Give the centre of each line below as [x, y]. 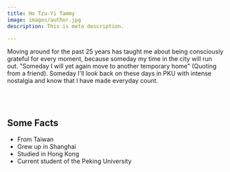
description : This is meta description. [66, 26]
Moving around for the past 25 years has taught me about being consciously [115, 51]
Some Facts [33, 123]
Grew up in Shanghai [47, 147]
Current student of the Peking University [74, 161]
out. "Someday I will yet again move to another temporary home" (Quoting [112, 66]
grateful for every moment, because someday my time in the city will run [110, 59]
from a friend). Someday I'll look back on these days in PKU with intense [109, 73]
